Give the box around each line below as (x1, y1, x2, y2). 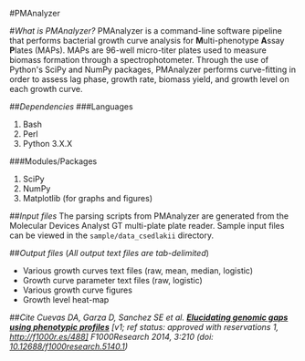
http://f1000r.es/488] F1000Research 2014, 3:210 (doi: (9, 332, 215, 342)
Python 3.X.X (22, 139, 73, 149)
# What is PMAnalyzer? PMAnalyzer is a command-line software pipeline (9, 26, 283, 36)
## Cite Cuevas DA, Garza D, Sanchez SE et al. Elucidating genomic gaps (9, 312, 289, 323)
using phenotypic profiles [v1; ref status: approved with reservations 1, (9, 322, 279, 332)
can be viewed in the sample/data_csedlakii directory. (9, 230, 215, 241)
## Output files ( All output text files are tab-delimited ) (9, 248, 210, 258)
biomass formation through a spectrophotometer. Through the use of (9, 55, 269, 65)
